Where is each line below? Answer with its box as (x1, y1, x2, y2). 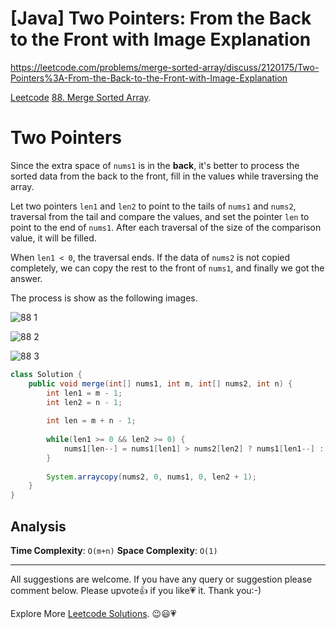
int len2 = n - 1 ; (46, 397, 123, 407)
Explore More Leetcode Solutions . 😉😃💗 (10, 607, 177, 619)
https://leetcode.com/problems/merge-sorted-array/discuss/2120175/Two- (10, 61, 320, 73)
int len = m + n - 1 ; (46, 416, 137, 426)
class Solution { (10, 369, 83, 379)
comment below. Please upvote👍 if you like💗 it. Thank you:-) (10, 584, 262, 596)
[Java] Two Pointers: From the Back (10, 7, 312, 30)
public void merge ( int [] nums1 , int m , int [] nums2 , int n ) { (28, 378, 293, 389)
